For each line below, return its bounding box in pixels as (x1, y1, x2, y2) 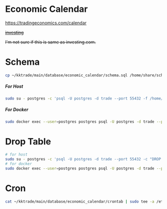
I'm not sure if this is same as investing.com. (5, 39, 96, 45)
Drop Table (5, 136, 51, 147)
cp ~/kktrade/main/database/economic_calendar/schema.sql (5, 73, 128, 78)
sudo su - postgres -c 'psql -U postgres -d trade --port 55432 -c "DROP (5, 157, 162, 162)
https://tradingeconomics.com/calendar (5, 20, 87, 26)
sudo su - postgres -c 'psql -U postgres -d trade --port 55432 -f (5, 96, 148, 101)
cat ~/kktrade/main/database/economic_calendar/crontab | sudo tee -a (5, 199, 155, 204)
